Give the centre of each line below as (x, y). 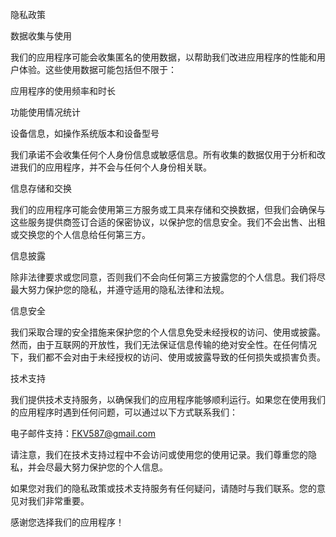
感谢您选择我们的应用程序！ (67, 522)
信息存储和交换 (41, 188)
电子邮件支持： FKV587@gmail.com (83, 433)
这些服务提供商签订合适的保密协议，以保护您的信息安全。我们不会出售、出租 (168, 222)
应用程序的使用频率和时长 (63, 91)
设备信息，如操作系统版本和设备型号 (85, 133)
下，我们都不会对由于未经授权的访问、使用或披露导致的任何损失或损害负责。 (168, 357)
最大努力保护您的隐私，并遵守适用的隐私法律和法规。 (120, 289)
